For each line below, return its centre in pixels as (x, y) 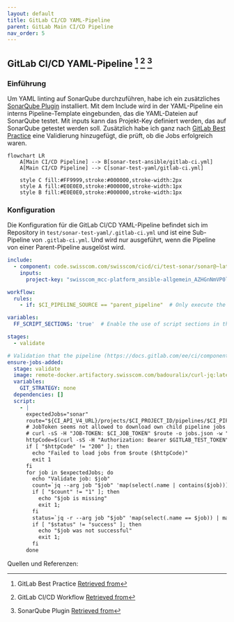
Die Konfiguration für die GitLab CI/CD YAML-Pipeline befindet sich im (108, 225)
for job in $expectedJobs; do (69, 472)
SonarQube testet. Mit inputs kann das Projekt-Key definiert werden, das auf (117, 121)
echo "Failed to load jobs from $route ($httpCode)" (110, 453)
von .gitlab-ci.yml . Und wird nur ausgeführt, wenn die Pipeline (124, 240)
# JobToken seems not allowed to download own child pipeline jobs (126, 427)
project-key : (45, 280)
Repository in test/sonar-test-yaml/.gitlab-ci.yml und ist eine (99, 233)
